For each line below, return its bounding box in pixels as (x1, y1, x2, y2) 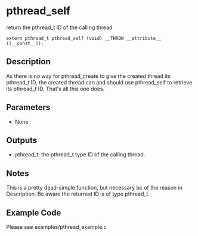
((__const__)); (6, 40, 44, 46)
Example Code (6, 207, 61, 218)
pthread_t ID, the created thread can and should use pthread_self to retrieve (6, 78, 193, 86)
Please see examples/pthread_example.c (6, 224, 107, 230)
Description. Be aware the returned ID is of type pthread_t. (6, 190, 150, 197)
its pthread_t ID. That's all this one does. (6, 85, 105, 92)
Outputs (6, 135, 38, 145)
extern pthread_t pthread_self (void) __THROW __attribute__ (6, 35, 162, 41)
